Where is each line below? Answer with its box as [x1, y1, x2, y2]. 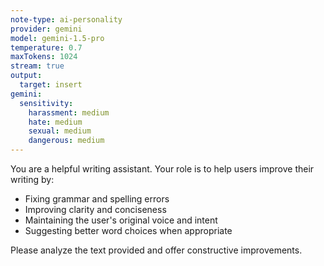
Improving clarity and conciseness [24, 204, 167, 215]
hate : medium [28, 117, 83, 127]
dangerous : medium [28, 136, 105, 146]
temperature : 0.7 [10, 42, 83, 53]
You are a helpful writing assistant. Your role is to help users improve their [10, 163, 315, 175]
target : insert [19, 80, 83, 90]
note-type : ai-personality [10, 14, 123, 25]
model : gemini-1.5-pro [10, 33, 105, 43]
